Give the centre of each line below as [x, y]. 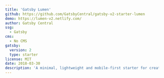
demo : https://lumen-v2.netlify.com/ [43, 18]
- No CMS [18, 41]
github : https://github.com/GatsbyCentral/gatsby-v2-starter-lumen [75, 14]
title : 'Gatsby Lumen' [28, 9]
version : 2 [20, 50]
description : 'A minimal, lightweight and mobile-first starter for [76, 68]
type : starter [24, 55]
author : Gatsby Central [29, 23]
